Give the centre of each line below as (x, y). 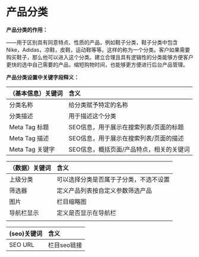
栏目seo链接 (65, 245)
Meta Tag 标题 (29, 127)
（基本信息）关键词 (36, 93)
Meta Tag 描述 (29, 138)
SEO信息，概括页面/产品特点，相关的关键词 (129, 149)
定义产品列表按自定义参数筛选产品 (105, 191)
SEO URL (22, 245)
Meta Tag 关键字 (32, 149)
